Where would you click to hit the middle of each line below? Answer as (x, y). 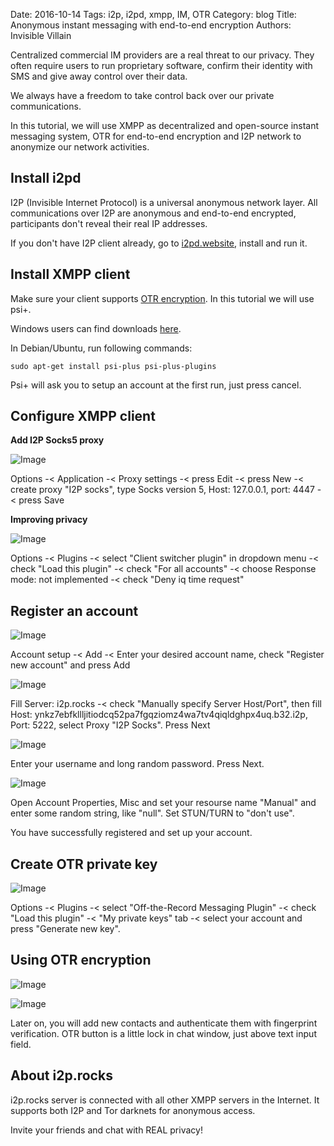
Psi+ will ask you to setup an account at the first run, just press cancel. (156, 385)
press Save (41, 500)
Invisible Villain (41, 35)
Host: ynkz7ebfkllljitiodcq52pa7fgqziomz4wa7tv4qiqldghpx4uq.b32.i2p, (159, 715)
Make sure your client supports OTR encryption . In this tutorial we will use (162, 298)
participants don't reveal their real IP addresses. (109, 223)
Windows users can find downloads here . (96, 328)
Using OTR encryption (81, 960)
